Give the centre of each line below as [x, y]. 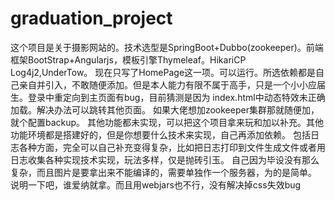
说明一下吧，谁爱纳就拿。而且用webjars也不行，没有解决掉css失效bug [156, 184]
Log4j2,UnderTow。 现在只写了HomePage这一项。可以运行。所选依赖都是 [163, 72]
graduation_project [91, 18]
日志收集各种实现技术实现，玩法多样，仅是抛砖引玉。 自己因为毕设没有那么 [165, 159]
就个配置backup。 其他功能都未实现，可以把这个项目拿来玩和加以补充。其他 [167, 122]
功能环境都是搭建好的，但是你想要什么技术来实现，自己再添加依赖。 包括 [160, 134]
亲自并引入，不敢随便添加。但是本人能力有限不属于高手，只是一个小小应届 [172, 84]
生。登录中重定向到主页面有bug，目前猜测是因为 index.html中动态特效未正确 [168, 97]
